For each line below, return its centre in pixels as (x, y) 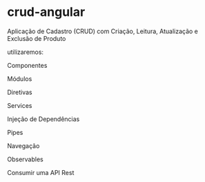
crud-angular (46, 12)
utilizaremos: (25, 52)
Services (20, 105)
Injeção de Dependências (43, 119)
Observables (25, 159)
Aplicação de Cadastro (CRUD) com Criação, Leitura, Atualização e (103, 31)
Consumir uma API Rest (41, 172)
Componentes (27, 65)
